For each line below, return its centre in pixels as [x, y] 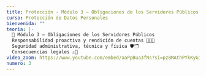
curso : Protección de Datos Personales [57, 18]
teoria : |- [20, 29]
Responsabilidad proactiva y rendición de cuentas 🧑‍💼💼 [83, 40]
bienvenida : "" [26, 23]
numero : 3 [19, 63]
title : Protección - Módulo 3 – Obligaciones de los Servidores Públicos [103, 12]
